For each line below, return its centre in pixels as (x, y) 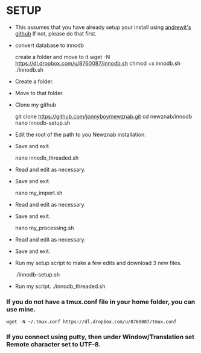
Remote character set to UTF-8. (54, 345)
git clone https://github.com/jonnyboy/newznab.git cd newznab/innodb (103, 116)
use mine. (21, 309)
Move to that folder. (39, 93)
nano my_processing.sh (44, 228)
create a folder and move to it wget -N (62, 57)
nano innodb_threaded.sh (47, 158)
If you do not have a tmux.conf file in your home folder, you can (101, 302)
